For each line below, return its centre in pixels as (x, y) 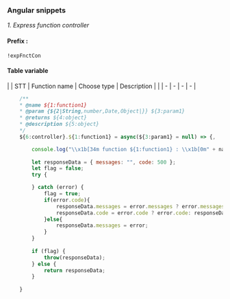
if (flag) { (49, 251)
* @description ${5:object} (59, 124)
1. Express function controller (48, 25)
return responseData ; (75, 270)
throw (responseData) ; (75, 257)
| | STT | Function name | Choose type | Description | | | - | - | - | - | (102, 86)
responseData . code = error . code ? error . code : (124, 213)
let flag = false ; (58, 168)
